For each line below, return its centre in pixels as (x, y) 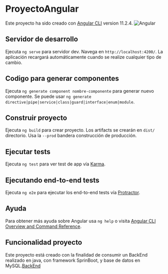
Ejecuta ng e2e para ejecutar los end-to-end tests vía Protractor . (73, 192)
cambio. (14, 62)
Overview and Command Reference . (43, 226)
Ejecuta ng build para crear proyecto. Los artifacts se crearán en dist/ (80, 130)
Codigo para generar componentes (62, 79)
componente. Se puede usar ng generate (49, 96)
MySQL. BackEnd (23, 266)
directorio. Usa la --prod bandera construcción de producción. (71, 136)
